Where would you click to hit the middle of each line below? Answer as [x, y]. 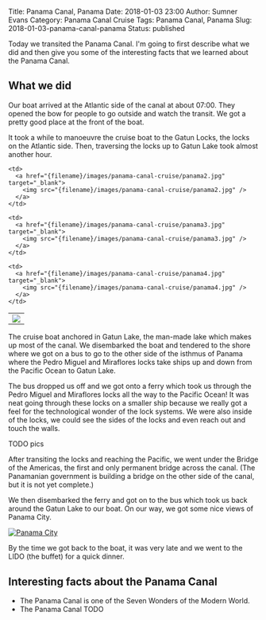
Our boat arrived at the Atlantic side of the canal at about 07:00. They [122, 105]
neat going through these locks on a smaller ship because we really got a [128, 403]
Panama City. [30, 517]
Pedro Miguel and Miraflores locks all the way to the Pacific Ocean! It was [129, 394]
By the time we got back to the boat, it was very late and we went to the [125, 548]
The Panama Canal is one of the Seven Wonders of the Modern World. [135, 601]
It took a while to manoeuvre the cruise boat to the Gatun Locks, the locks [129, 137]
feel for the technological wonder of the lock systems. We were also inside [130, 412]
